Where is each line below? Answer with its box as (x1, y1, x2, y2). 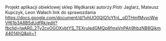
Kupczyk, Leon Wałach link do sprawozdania (5, 9, 96, 15)
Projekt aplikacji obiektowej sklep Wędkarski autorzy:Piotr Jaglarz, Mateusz (5, 4, 159, 10)
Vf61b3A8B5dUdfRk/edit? (5, 20, 58, 26)
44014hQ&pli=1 (5, 31, 36, 36)
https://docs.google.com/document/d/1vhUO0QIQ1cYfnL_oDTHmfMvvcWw (5, 15, 158, 20)
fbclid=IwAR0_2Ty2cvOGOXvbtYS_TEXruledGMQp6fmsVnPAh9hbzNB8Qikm (5, 25, 161, 31)
